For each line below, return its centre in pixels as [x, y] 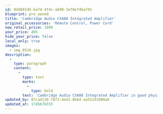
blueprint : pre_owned [27, 14]
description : [18, 55]
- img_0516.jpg [25, 50]
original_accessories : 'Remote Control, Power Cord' [59, 23]
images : [13, 46]
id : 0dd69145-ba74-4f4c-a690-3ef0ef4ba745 [49, 9]
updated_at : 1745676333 [29, 104]
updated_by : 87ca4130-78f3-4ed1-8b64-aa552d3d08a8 [57, 100]
